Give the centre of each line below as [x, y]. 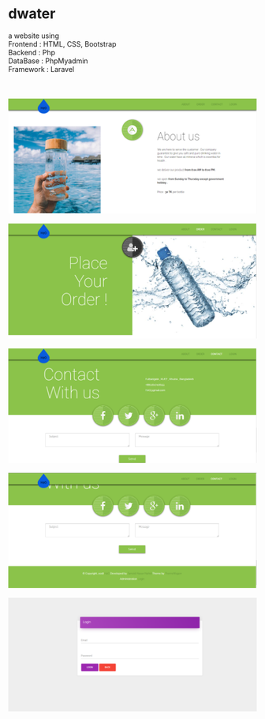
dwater [32, 14]
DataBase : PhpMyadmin [48, 61]
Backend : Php [32, 52]
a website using [34, 36]
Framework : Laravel [41, 69]
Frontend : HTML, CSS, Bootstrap [62, 43]
